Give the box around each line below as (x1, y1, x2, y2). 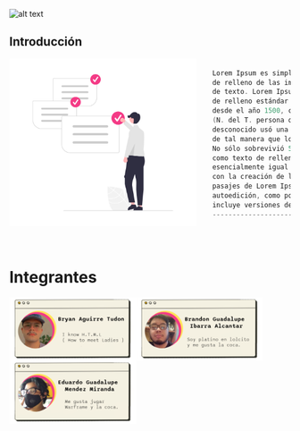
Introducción (9, 34, 83, 49)
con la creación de (212, 173, 285, 182)
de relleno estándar (212, 97, 288, 106)
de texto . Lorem (212, 88, 273, 97)
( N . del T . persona (212, 116, 285, 125)
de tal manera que (212, 134, 281, 143)
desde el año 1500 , (212, 106, 285, 115)
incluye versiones (212, 200, 281, 209)
